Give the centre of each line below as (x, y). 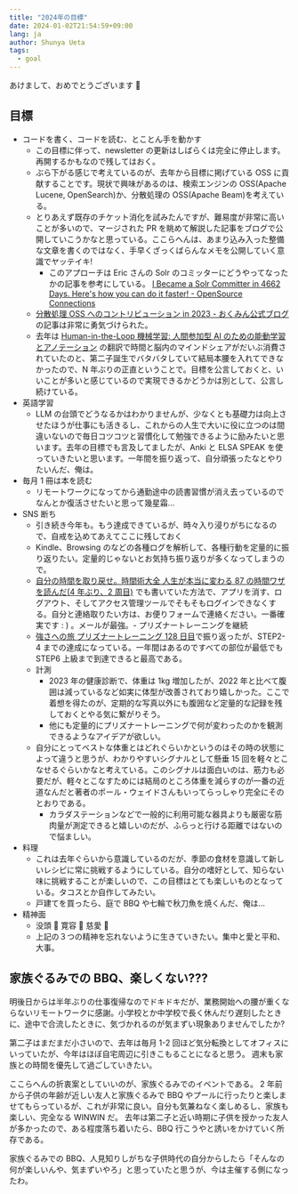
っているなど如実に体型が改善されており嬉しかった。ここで (181, 691)
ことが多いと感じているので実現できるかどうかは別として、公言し (164, 380)
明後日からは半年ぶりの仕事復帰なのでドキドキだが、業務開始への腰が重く (145, 1001)
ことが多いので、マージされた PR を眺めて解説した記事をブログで (155, 228)
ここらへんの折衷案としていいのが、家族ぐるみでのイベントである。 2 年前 (146, 1084)
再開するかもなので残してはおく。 (97, 161)
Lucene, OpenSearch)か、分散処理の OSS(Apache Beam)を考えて (156, 194)
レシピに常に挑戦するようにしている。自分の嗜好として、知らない (164, 869)
